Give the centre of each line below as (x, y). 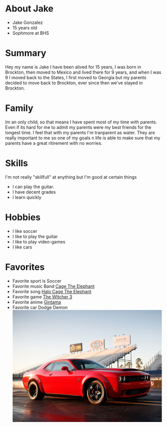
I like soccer (25, 231)
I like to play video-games (39, 241)
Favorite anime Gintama (37, 302)
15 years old (25, 27)
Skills (17, 163)
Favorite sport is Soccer (37, 281)
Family (19, 108)
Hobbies (23, 217)
